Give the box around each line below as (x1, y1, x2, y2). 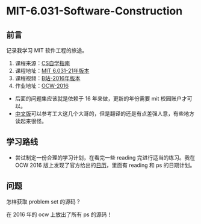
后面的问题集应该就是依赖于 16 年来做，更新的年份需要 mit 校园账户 (14, 95, 182, 102)
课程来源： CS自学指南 (14, 60, 70, 67)
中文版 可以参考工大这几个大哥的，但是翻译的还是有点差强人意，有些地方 (14, 110, 194, 117)
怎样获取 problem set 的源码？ (6, 198, 81, 205)
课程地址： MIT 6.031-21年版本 (14, 67, 90, 74)
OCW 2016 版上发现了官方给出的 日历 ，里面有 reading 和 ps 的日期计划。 (14, 161, 196, 169)
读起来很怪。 (14, 117, 47, 125)
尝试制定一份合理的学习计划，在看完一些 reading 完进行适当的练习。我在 (14, 154, 196, 161)
